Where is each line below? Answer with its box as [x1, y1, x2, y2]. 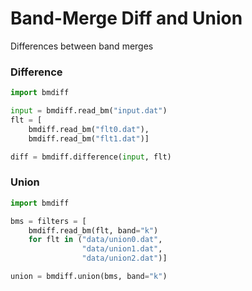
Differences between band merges [10, 40, 154, 52]
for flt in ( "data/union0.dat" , [28, 235, 163, 245]
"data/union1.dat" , [81, 244, 163, 254]
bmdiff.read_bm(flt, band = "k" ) [28, 225, 159, 236]
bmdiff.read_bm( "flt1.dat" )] [28, 133, 150, 144]
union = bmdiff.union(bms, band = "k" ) [10, 272, 168, 282]
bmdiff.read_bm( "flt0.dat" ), [28, 124, 150, 134]
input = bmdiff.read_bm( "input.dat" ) [10, 106, 168, 116]
